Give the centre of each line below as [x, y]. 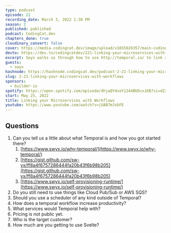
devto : [12, 53]
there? [19, 143]
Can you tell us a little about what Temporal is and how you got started [87, 138]
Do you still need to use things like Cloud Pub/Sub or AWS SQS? [80, 192]
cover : [12, 48]
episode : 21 [18, 15]
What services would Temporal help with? [56, 208]
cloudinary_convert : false [34, 43]
